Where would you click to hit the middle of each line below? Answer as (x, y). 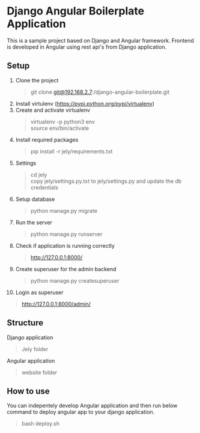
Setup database (35, 199)
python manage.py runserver (66, 234)
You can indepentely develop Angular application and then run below (92, 406)
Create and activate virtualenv (53, 110)
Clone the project (37, 80)
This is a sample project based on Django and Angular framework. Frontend (101, 40)
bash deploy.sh (40, 424)
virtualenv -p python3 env (63, 121)
